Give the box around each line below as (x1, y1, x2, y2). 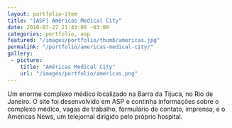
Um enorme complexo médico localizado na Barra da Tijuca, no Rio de (7, 90, 214, 98)
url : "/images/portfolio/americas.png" (20, 70, 138, 77)
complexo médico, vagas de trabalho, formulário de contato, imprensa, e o (7, 105, 226, 113)
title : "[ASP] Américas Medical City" (7, 17, 122, 24)
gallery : (7, 50, 33, 58)
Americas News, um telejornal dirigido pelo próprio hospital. (7, 112, 183, 121)
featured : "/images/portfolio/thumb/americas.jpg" (7, 37, 160, 44)
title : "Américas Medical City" (20, 63, 116, 70)
